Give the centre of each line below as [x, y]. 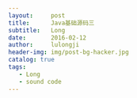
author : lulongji [44, 45]
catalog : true [32, 60]
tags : [17, 67]
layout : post [37, 15]
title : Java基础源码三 [51, 23]
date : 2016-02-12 [48, 38]
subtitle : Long [37, 30]
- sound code [40, 81]
